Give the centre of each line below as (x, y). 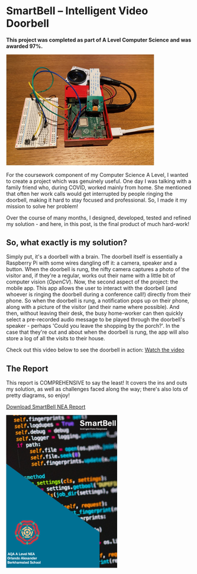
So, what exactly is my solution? (67, 242)
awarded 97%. (25, 46)
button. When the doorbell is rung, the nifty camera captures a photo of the (98, 269)
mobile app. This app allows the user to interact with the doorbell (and (92, 288)
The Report (27, 368)
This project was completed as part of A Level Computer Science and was (98, 40)
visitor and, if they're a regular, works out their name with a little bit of (91, 276)
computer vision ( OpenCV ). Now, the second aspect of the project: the (92, 282)
